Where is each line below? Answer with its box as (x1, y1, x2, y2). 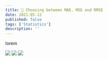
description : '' (5, 26, 40, 32)
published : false (5, 17, 42, 22)
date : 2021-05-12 (5, 12, 42, 17)
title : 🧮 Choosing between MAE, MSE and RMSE (5, 7, 103, 13)
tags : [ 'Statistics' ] (5, 21, 51, 27)
